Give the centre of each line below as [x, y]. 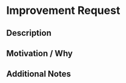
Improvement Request [63, 11]
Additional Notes [39, 74]
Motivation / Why [39, 53]
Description [29, 33]
